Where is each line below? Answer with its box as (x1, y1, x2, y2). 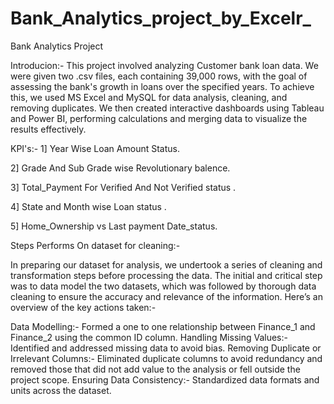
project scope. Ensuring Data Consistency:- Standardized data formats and (10, 373, 320, 386)
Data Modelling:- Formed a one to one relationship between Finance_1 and (10, 320, 316, 332)
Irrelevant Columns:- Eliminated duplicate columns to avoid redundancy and (10, 352, 323, 364)
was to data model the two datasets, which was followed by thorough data (10, 280, 317, 292)
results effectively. (10, 123, 87, 135)
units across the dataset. (10, 384, 112, 396)
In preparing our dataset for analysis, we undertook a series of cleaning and (10, 258, 323, 271)
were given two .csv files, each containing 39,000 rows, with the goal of (10, 70, 308, 82)
